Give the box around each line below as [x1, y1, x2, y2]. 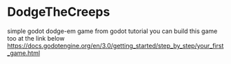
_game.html [7, 49, 40, 57]
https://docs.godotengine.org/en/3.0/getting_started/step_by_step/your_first [7, 41, 224, 50]
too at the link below [7, 34, 65, 42]
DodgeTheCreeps [7, 4, 110, 20]
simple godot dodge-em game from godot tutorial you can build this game [7, 27, 218, 35]
